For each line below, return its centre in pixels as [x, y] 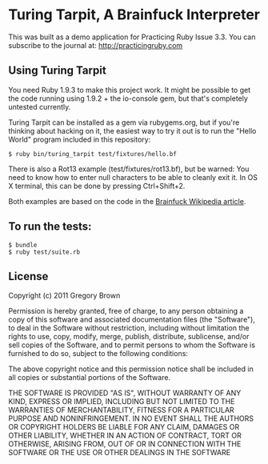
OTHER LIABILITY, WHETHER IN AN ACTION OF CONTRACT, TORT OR [125, 436]
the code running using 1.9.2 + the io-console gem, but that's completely [128, 98]
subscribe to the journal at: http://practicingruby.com [96, 45]
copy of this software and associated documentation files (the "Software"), [132, 320]
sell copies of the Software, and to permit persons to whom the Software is [132, 345]
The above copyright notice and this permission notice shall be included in [131, 369]
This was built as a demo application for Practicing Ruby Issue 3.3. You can [132, 37]
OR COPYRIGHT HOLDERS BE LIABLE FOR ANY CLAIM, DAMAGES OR [124, 427]
